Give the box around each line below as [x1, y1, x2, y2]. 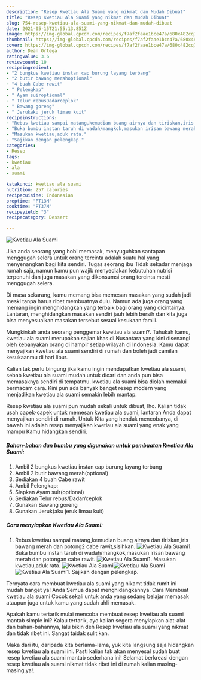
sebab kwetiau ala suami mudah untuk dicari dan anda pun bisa [6, 372, 163, 379]
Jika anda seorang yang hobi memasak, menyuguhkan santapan [6, 248, 166, 255]
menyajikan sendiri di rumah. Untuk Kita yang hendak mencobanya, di [6, 415, 179, 422]
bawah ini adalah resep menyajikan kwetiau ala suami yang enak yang [6, 422, 179, 429]
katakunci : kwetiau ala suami [6, 181, 82, 188]
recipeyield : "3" [6, 209, 50, 215]
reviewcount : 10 [6, 59, 47, 65]
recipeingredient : [6, 64, 52, 71]
